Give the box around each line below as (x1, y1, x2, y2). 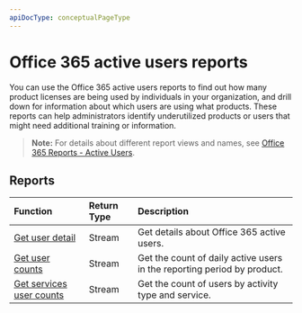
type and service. (138, 289, 211, 301)
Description (138, 205, 189, 218)
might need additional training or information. (9, 120, 177, 130)
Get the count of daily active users (138, 252, 283, 264)
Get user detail (13, 231, 76, 244)
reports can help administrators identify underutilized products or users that (9, 110, 290, 121)
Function (13, 205, 53, 218)
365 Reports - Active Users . (31, 147, 135, 157)
